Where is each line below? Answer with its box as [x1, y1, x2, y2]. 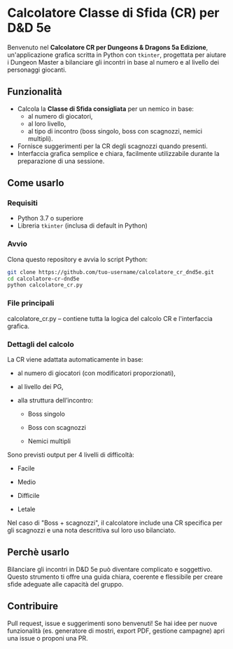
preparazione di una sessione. [17, 157, 105, 165]
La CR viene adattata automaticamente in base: [7, 355, 143, 363]
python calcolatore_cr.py [7, 282, 83, 289]
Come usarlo [7, 177, 64, 189]
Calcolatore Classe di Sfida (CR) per [7, 5, 220, 21]
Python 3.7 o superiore [17, 214, 84, 223]
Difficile [17, 491, 40, 499]
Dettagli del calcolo [7, 339, 75, 349]
